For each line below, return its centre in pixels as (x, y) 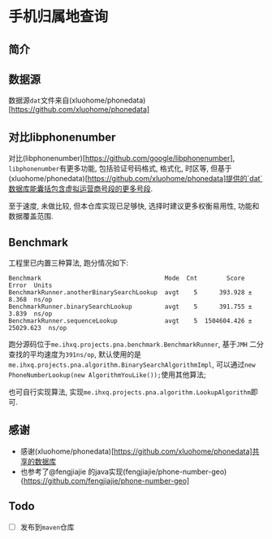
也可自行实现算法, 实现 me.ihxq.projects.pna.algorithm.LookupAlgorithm (130, 392)
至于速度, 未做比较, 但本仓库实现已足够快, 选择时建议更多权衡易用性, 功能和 (134, 206)
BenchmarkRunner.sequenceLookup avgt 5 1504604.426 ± (130, 321)
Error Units (30, 285)
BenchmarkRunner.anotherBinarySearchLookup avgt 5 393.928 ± (130, 293)
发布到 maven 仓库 (47, 527)
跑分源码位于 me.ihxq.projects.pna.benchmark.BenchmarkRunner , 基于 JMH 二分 (136, 344)
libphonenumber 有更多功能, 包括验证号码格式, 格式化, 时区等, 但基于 (121, 168)
